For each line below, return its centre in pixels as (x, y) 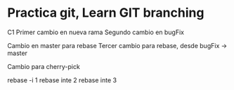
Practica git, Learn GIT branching (106, 13)
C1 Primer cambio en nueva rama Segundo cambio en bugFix (96, 32)
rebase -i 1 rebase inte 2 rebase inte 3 (62, 80)
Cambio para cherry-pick (44, 66)
